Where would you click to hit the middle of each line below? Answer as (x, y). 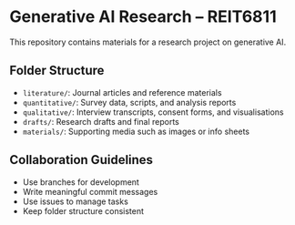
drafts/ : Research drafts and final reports (101, 121)
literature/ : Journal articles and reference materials (122, 92)
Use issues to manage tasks (76, 201)
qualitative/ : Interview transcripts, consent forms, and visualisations (153, 112)
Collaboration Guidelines (81, 160)
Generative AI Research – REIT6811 (143, 17)
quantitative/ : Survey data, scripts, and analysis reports (129, 102)
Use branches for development (81, 182)
